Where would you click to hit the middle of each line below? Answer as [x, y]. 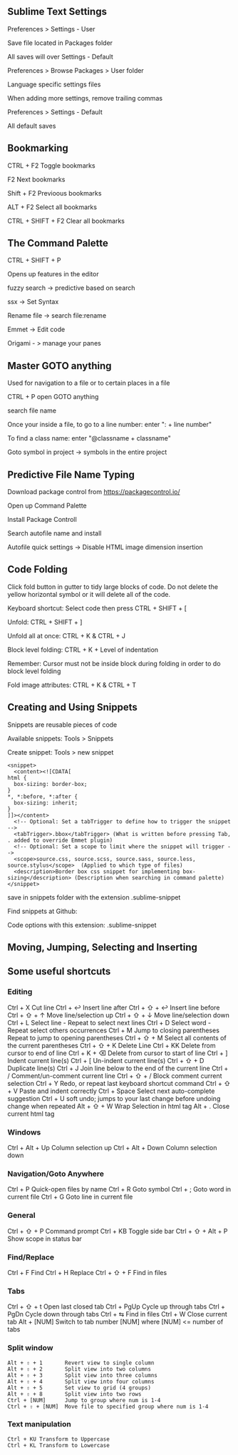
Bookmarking [38, 148]
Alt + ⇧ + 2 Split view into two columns [79, 1369]
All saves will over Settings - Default [60, 56]
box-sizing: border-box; [51, 784]
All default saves [32, 126]
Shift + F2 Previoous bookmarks [55, 193]
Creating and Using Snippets [72, 707]
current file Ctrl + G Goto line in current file [70, 1197]
